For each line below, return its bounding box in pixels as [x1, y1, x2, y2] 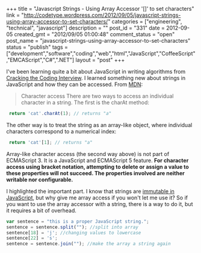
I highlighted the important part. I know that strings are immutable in [6, 187, 175, 195]
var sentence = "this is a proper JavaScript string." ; [6, 218, 149, 225]
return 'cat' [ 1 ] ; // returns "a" [8, 139, 93, 145]
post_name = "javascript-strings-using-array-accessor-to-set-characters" [6, 37, 191, 44]
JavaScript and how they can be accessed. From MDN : [6, 81, 143, 88]
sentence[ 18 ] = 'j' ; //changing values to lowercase [6, 230, 141, 236]
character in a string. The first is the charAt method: [20, 99, 149, 106]
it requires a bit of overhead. [6, 207, 77, 214]
